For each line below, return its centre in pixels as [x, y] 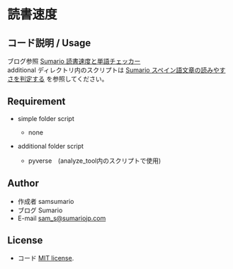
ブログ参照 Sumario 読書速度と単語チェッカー [74, 61]
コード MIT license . [46, 258]
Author [23, 184]
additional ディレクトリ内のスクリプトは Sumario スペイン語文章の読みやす [116, 70]
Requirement [36, 102]
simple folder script [46, 118]
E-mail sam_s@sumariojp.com [62, 218]
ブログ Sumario [40, 210]
